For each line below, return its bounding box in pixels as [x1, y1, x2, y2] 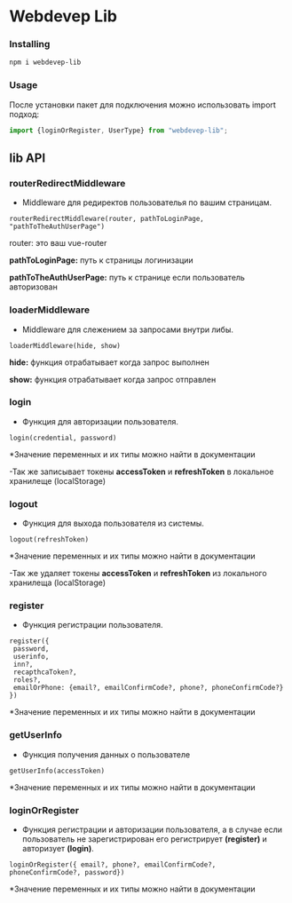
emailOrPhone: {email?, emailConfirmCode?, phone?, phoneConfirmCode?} [12, 684, 284, 693]
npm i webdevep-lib [9, 58, 82, 67]
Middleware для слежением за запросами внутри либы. [21, 324, 233, 335]
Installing [9, 38, 51, 51]
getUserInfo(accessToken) [9, 766, 105, 775]
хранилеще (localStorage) [9, 475, 107, 486]
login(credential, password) [9, 433, 117, 442]
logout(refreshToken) [9, 535, 90, 544]
